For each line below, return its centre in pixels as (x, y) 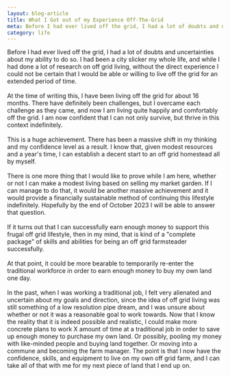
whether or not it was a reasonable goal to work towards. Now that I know (111, 315)
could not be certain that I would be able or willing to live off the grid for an (112, 74)
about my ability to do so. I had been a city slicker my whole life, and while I (114, 60)
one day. (20, 278)
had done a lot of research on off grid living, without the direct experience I (113, 67)
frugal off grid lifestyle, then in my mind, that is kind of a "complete (101, 235)
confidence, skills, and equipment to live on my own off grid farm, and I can (114, 358)
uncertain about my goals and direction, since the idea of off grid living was (114, 300)
